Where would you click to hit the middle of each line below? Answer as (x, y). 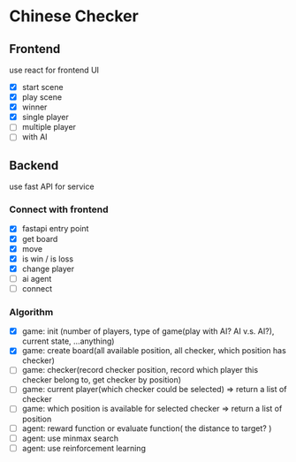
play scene (42, 97)
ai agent (37, 278)
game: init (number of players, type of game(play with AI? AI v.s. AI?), (148, 331)
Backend (34, 165)
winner (34, 107)
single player (45, 117)
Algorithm (31, 312)
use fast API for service (52, 186)
